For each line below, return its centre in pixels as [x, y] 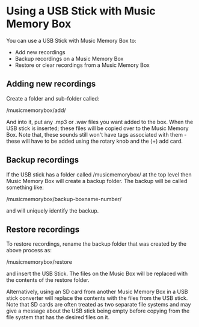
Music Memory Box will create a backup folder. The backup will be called [97, 181]
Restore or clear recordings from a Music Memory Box [82, 65]
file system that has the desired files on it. [58, 317]
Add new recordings [40, 52]
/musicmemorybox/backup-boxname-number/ [64, 199]
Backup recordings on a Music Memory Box [69, 58]
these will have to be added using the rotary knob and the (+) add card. [95, 141]
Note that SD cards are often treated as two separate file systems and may [99, 305]
